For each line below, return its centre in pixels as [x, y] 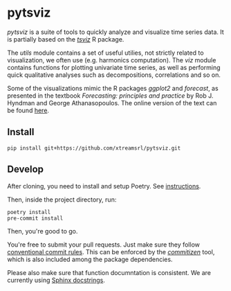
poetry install [29, 212]
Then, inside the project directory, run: [62, 200]
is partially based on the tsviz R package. [66, 39]
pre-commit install [35, 218]
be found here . [28, 110]
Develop [25, 169]
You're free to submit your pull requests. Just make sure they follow [104, 245]
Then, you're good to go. [43, 231]
